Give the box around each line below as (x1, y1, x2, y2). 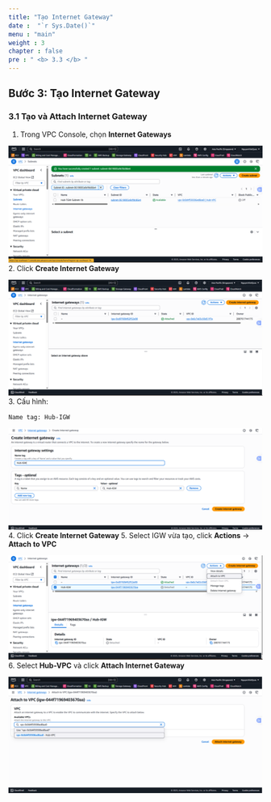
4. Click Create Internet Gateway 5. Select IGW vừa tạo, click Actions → (8, 531, 250, 541)
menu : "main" (8, 30, 56, 38)
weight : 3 (8, 39, 45, 47)
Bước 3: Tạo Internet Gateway (8, 87, 161, 100)
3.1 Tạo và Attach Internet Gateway (8, 111, 148, 122)
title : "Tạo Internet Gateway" (8, 13, 114, 21)
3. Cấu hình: (8, 397, 48, 406)
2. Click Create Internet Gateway (8, 263, 119, 273)
